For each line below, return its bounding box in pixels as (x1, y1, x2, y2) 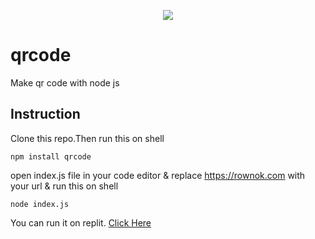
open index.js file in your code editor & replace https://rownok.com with (10, 169, 306, 181)
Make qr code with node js (10, 76, 120, 89)
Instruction (10, 106, 81, 123)
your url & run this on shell (10, 180, 119, 192)
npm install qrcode (10, 151, 92, 162)
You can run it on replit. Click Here (10, 216, 152, 229)
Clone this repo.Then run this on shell (10, 132, 165, 144)
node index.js (10, 199, 70, 209)
